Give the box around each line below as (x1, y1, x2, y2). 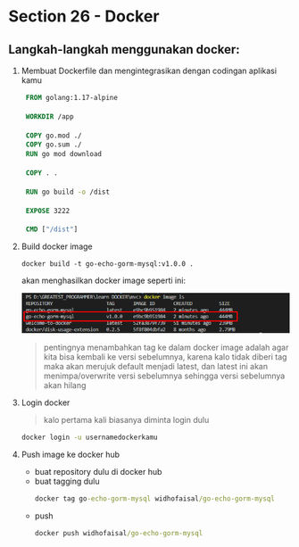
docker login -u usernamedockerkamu (21, 433, 158, 443)
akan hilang (43, 380, 87, 391)
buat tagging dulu (34, 476, 100, 487)
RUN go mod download (25, 150, 103, 159)
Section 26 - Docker (8, 6, 160, 27)
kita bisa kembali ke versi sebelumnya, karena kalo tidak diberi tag (43, 352, 287, 362)
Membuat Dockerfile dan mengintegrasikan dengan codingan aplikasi (21, 65, 278, 76)
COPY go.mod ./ (25, 131, 82, 140)
